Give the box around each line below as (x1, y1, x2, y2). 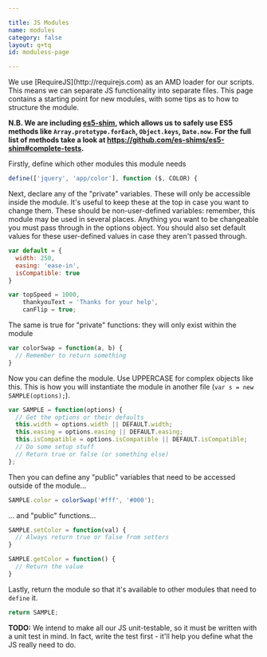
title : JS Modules (8, 18, 69, 26)
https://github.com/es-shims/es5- (107, 135, 225, 144)
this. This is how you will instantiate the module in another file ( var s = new (8, 382, 254, 391)
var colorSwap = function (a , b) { (8, 344, 124, 352)
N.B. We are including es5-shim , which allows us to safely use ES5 (8, 118, 234, 128)
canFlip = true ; (22, 306, 77, 314)
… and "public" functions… (8, 510, 96, 520)
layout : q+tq (8, 41, 52, 49)
